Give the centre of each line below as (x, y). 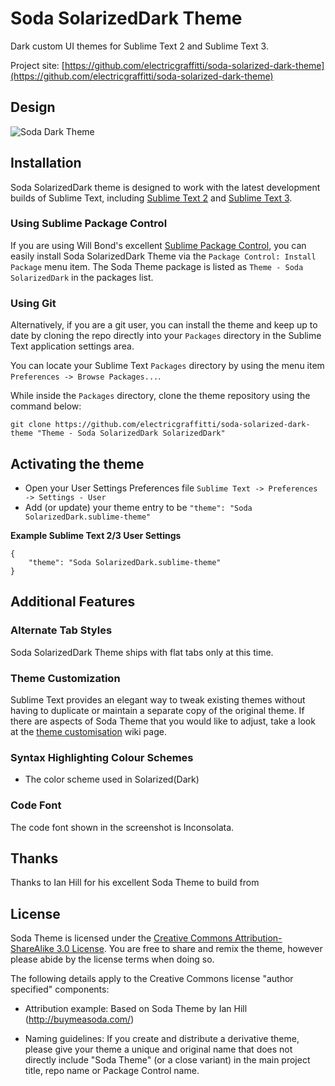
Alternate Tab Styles (61, 630)
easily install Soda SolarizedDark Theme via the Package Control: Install (163, 256)
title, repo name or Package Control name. (112, 1071)
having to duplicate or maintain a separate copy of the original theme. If (157, 710)
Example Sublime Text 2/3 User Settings (96, 535)
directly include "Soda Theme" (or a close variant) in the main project (167, 1060)
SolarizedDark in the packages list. (82, 277)
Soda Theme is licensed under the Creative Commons (121, 938)
